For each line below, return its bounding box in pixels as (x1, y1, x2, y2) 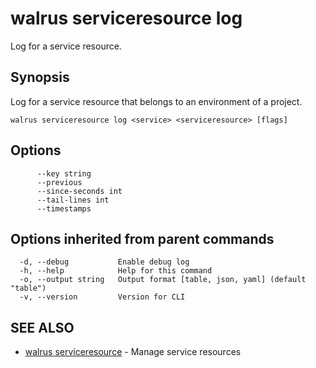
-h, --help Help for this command (19, 266, 213, 276)
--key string (36, 168, 92, 179)
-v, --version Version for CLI (19, 292, 186, 302)
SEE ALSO (10, 319, 75, 336)
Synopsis (10, 69, 70, 86)
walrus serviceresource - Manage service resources (24, 346, 242, 358)
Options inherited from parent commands (10, 230, 275, 247)
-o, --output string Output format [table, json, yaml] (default (19, 275, 307, 285)
